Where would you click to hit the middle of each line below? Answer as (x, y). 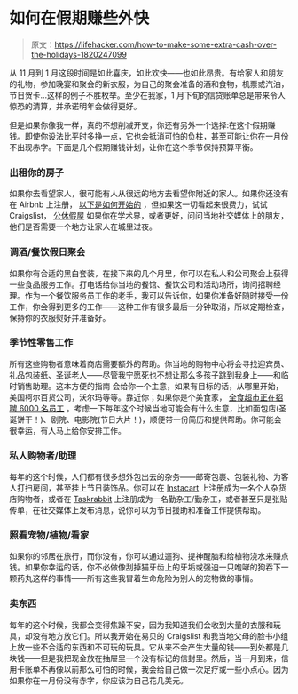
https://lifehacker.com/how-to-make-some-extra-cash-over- (166, 44)
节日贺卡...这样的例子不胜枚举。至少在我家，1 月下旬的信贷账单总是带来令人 (147, 95)
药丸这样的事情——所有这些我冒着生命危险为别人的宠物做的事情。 (137, 578)
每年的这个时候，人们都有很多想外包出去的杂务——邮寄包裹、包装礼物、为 (145, 477)
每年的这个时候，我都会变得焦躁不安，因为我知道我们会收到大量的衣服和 (141, 625)
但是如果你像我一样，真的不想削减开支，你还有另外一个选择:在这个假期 (139, 124)
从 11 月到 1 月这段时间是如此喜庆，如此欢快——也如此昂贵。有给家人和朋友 (146, 73)
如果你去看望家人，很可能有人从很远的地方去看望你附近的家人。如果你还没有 (149, 194)
